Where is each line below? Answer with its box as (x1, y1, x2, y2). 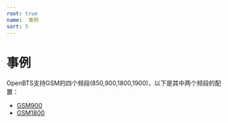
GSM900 (16, 102, 43, 110)
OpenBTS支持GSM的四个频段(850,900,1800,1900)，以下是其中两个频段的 (6, 79, 216, 87)
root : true (6, 10, 38, 17)
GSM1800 (16, 108, 45, 117)
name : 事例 (6, 17, 39, 23)
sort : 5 (6, 23, 29, 30)
